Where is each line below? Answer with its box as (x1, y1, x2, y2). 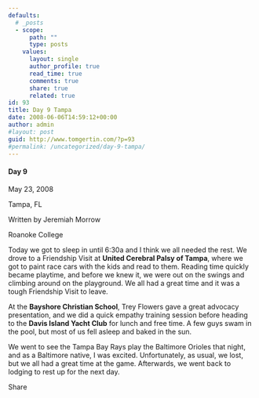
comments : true (28, 77, 79, 85)
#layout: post (8, 128, 55, 136)
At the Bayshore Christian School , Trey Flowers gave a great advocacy (8, 302, 239, 311)
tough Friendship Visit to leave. (8, 287, 108, 296)
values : (22, 48, 47, 56)
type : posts (28, 41, 68, 49)
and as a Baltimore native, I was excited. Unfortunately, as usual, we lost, (8, 350, 243, 360)
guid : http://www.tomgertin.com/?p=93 (8, 135, 135, 143)
